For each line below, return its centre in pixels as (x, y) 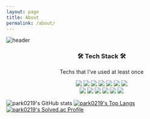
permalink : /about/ (31, 23)
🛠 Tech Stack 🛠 (102, 56)
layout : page (23, 12)
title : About (23, 18)
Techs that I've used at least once (102, 72)
